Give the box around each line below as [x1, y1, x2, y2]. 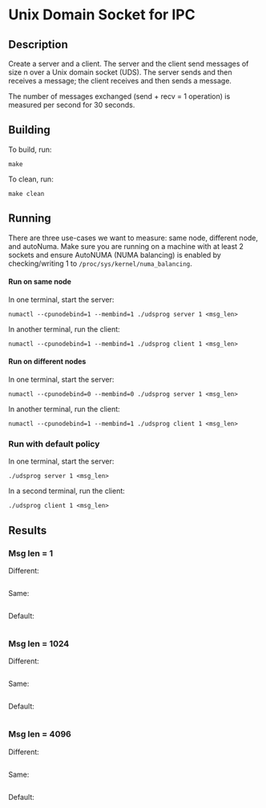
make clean [8, 190, 45, 198]
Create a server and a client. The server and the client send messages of [8, 59, 249, 68]
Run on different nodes [8, 357, 87, 366]
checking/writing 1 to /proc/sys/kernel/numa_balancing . [8, 259, 192, 268]
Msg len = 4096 [8, 728, 72, 740]
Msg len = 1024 [8, 638, 70, 649]
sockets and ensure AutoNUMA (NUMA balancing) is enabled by [8, 250, 222, 259]
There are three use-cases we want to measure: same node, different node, [8, 233, 259, 243]
